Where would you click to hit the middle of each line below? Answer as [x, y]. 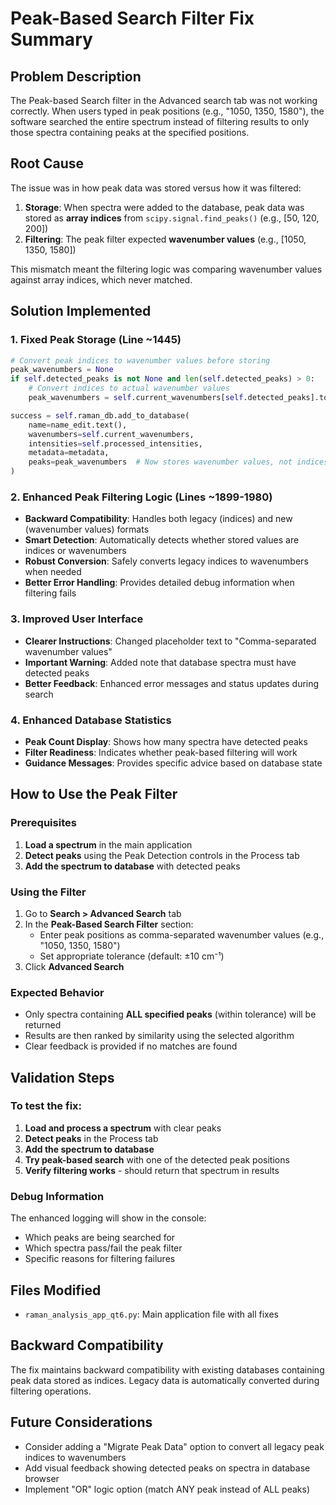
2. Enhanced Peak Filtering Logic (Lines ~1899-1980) [141, 497]
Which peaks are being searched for [100, 1238]
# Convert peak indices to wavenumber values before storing [140, 360]
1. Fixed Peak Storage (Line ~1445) [96, 340]
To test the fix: [46, 1106]
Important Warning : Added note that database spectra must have [160, 662]
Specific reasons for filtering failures [100, 1259]
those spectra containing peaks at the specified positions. [130, 132]
